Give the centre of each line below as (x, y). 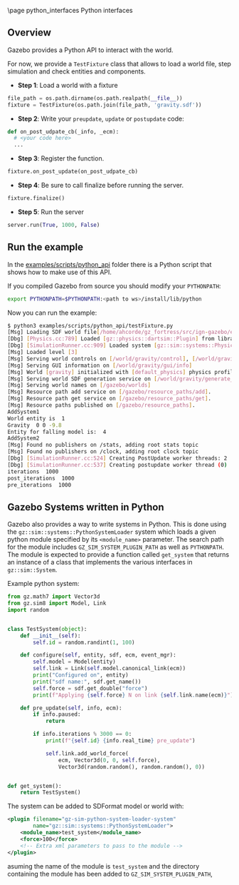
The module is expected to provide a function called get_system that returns (118, 555)
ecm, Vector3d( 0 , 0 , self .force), (109, 760)
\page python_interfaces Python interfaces (70, 10)
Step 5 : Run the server (51, 212)
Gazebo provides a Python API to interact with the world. (90, 50)
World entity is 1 (36, 418)
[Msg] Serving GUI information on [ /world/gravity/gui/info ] (100, 365)
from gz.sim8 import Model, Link (57, 603)
